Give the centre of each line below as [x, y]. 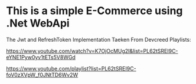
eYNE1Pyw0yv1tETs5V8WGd [41, 57]
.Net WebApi [38, 23]
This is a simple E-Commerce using [94, 11]
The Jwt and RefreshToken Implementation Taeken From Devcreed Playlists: [99, 39]
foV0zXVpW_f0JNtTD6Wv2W [42, 75]
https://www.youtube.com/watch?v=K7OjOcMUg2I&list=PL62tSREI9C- [92, 51]
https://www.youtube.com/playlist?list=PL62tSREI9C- [71, 68]
